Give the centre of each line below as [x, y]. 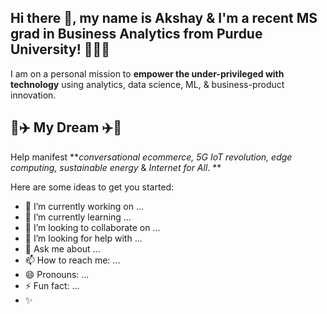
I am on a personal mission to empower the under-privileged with [147, 73]
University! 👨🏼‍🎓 [60, 49]
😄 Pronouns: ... [57, 274]
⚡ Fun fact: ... [52, 285]
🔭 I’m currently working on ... [84, 206]
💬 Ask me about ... [62, 248]
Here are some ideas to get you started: [92, 187]
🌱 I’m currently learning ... [78, 217]
